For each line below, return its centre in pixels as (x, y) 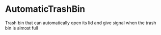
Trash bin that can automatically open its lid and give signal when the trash (80, 23)
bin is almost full (22, 28)
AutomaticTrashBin (45, 9)
